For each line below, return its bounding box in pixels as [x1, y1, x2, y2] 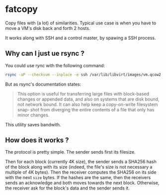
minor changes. [17, 112, 50, 118]
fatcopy [5, 3, 38, 15]
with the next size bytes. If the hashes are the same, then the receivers [5, 175, 151, 181]
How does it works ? [5, 136, 69, 145]
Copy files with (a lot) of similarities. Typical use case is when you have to [5, 20, 157, 26]
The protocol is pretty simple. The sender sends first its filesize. [5, 149, 136, 155]
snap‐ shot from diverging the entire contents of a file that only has [17, 106, 155, 112]
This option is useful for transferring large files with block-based [17, 91, 150, 97]
